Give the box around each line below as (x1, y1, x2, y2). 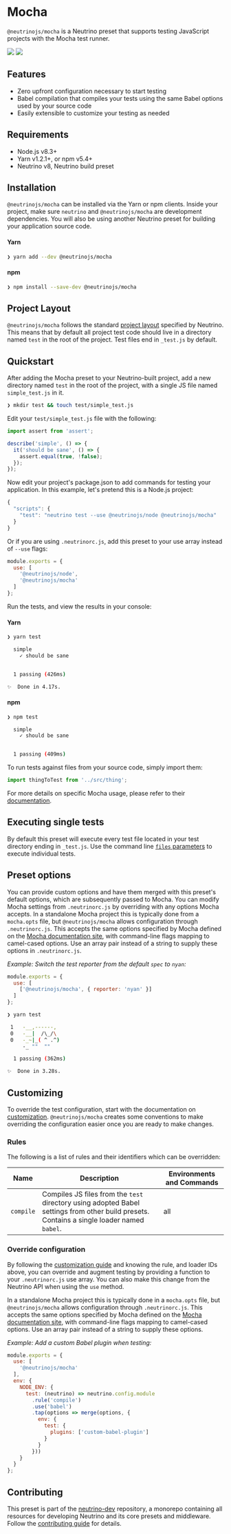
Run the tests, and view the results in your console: (7, 602, 152, 611)
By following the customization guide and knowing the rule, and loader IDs (7, 1260, 218, 1268)
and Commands (165, 1178, 219, 1188)
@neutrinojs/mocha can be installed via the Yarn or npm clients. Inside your (7, 200, 219, 208)
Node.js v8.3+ (16, 147, 58, 155)
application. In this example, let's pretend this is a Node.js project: (7, 486, 194, 494)
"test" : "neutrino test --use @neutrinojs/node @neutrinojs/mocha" (19, 512, 217, 519)
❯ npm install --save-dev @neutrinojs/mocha (7, 284, 137, 291)
